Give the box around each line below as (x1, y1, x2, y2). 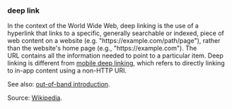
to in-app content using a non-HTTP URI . (7, 66, 127, 75)
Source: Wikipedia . (7, 94, 62, 102)
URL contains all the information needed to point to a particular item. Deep (7, 51, 224, 60)
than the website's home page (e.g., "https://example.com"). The (7, 44, 197, 53)
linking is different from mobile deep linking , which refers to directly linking (7, 59, 225, 68)
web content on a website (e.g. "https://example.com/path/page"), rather (7, 37, 221, 45)
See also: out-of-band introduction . (7, 80, 110, 89)
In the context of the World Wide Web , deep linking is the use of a (7, 22, 199, 30)
